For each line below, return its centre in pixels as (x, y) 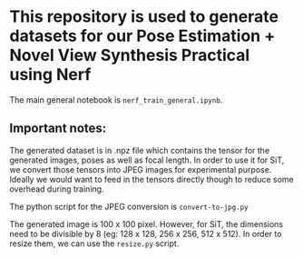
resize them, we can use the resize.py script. (94, 243)
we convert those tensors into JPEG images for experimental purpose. (141, 169)
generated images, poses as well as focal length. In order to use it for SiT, (147, 160)
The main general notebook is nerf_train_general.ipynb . (116, 99)
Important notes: (58, 129)
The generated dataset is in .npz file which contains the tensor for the (140, 150)
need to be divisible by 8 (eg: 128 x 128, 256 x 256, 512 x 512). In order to (146, 233)
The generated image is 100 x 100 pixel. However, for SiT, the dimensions (147, 223)
